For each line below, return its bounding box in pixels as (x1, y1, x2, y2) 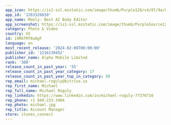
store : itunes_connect (5, 112, 53, 117)
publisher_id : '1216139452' (5, 50, 65, 55)
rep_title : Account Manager (5, 107, 65, 112)
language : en (5, 41, 33, 46)
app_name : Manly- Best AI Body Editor (5, 17, 88, 22)
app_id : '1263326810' (5, 12, 51, 17)
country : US (5, 31, 31, 36)
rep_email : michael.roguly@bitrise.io (5, 79, 88, 84)
